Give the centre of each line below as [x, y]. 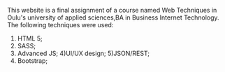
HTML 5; [30, 38]
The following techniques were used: [60, 25]
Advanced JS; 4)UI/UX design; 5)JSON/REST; [84, 53]
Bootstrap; [32, 61]
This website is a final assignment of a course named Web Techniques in [112, 10]
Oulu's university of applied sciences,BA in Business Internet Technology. [113, 17]
